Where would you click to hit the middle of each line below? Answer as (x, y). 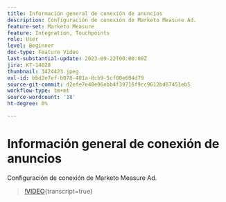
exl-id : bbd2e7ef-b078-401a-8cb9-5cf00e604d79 (76, 78)
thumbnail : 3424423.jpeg (43, 71)
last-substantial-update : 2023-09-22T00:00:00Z (77, 59)
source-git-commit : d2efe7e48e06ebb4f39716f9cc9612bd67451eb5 (99, 84)
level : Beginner (31, 46)
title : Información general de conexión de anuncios (85, 13)
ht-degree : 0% (28, 104)
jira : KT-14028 (29, 65)
